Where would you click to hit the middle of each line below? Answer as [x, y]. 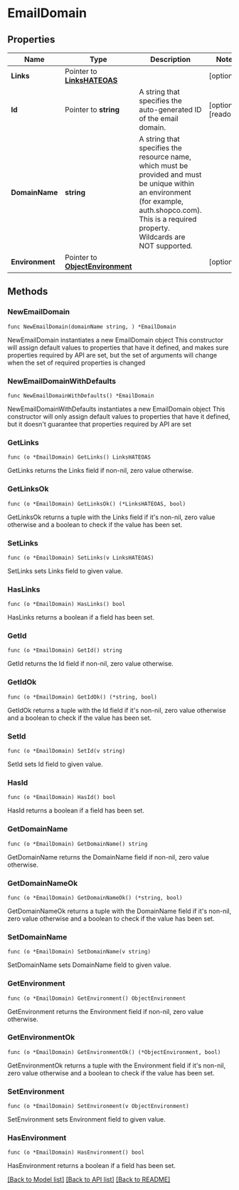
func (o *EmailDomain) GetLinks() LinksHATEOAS [79, 457]
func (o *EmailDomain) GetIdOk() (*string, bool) [83, 697]
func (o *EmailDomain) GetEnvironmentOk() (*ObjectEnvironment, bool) [114, 1052]
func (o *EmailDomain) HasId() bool [62, 798]
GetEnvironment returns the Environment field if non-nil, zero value [106, 1011]
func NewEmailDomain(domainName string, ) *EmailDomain [92, 327]
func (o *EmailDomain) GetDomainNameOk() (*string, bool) [95, 898]
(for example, [161, 201]
